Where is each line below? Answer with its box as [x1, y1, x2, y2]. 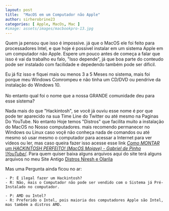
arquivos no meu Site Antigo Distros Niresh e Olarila [5, 156, 113, 162]
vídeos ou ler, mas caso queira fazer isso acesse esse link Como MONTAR [5, 140, 160, 146]
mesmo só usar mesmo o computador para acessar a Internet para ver [5, 135, 152, 141]
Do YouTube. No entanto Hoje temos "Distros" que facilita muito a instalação [5, 119, 164, 125]
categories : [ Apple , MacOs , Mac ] [5, 21, 80, 27]
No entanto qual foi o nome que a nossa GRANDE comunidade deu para [5, 93, 155, 99]
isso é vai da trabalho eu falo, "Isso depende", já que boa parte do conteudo [5, 56, 164, 62]
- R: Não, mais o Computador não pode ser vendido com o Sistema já [5, 180, 152, 185]
